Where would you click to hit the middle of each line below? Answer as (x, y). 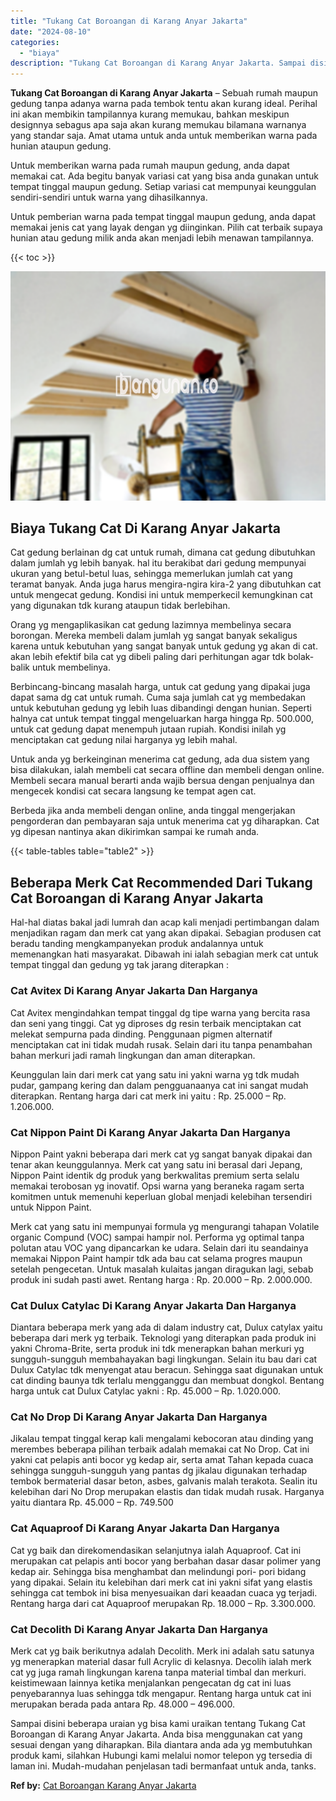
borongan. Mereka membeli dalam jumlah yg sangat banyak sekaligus (154, 636)
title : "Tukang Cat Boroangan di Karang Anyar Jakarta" (129, 21)
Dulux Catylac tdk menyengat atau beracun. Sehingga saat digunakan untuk (167, 1370)
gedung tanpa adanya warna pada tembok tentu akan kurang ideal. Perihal (164, 104)
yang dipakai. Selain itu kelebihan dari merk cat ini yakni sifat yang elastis (161, 1582)
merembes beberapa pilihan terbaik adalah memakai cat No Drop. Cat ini (160, 1449)
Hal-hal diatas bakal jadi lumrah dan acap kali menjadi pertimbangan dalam (165, 922)
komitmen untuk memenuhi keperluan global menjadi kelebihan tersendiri (161, 1196)
